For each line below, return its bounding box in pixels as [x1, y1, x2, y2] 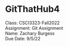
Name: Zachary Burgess [5, 30, 55, 36]
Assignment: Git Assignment [5, 25, 64, 31]
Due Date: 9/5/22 [5, 36, 41, 42]
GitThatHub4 [5, 3, 60, 15]
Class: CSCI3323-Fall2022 [5, 20, 60, 26]
